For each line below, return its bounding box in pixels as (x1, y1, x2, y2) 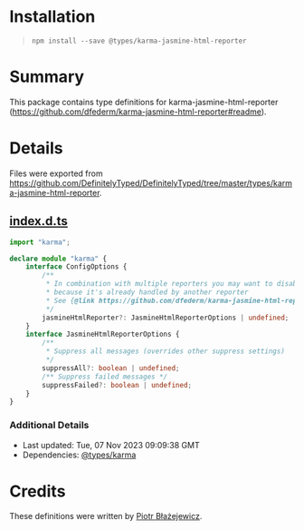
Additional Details (9, 419, 90, 432)
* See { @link (45, 296, 95, 305)
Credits (9, 481, 66, 501)
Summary (9, 66, 84, 87)
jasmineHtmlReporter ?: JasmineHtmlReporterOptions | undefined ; (42, 313, 290, 322)
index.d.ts (9, 213, 68, 229)
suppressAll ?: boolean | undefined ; (42, 363, 180, 373)
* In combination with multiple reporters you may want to (45, 280, 273, 289)
